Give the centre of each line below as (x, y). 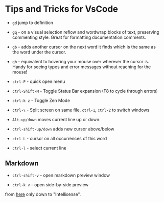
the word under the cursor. (39, 52)
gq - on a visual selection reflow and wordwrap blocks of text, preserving (86, 32)
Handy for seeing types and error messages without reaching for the (81, 67)
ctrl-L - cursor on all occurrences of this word (59, 138)
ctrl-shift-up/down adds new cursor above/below (63, 129)
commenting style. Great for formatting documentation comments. (79, 37)
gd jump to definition (33, 23)
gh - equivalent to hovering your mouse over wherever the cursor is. (81, 61)
